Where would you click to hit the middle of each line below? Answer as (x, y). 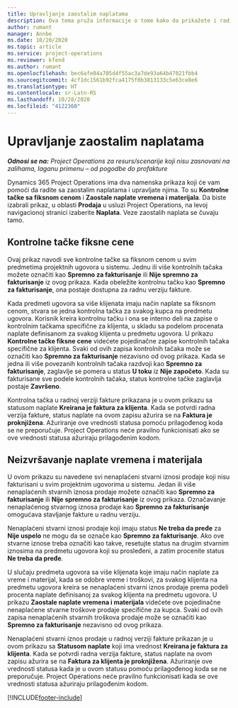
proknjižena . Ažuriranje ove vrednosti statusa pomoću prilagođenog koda (115, 422)
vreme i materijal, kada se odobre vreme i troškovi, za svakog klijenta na (112, 580)
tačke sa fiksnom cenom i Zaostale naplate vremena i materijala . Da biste (117, 197)
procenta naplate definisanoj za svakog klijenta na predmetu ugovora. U (112, 595)
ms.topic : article (34, 47)
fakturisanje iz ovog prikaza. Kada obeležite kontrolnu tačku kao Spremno (116, 282)
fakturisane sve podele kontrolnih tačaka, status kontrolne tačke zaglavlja (114, 378)
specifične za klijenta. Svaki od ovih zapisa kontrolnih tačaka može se (109, 348)
